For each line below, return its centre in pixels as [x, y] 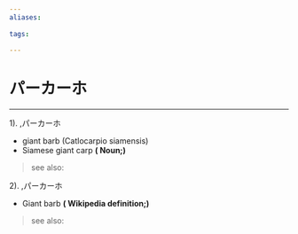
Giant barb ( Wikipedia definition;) [86, 204]
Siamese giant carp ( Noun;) [74, 151]
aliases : [25, 17]
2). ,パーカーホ [36, 186]
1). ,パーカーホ [35, 123]
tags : [19, 34]
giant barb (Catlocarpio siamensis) [85, 141]
